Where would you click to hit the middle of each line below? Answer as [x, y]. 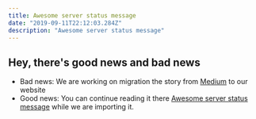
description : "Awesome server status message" [86, 30]
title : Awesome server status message [72, 15]
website [32, 90]
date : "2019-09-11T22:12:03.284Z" [65, 23]
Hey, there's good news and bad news [104, 62]
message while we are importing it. [77, 107]
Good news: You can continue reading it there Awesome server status [134, 98]
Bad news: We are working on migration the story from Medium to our [134, 82]
